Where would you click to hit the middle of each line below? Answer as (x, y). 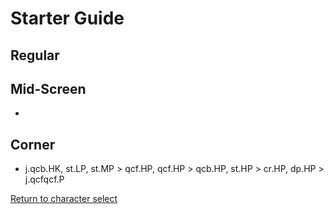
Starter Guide (67, 18)
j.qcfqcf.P (44, 179)
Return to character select (64, 199)
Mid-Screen (48, 88)
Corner (33, 144)
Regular (35, 55)
